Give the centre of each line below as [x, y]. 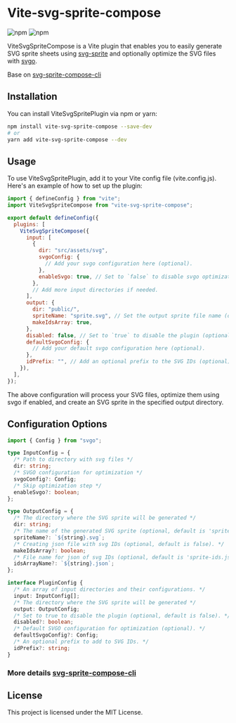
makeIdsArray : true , [63, 322]
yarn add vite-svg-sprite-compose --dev [67, 139]
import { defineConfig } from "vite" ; [64, 199]
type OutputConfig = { [40, 512]
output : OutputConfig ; [47, 609]
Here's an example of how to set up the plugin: [75, 186]
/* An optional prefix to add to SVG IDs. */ [81, 641]
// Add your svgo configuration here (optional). [119, 264]
